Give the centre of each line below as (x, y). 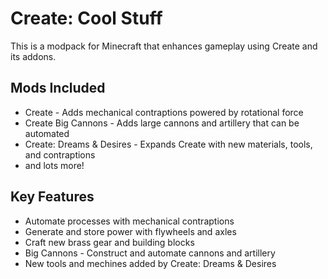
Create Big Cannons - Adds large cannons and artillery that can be (162, 123)
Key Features (52, 197)
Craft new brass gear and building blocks (109, 242)
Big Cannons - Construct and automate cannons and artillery (150, 253)
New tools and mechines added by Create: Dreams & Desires (150, 263)
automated (47, 133)
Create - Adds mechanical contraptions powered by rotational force (164, 112)
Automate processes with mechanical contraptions (129, 221)
